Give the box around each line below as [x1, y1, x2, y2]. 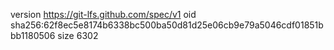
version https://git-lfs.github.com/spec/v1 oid [10, 9, 197, 20]
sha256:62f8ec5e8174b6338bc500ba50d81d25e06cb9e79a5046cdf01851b [10, 19, 324, 31]
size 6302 [57, 30, 99, 41]
